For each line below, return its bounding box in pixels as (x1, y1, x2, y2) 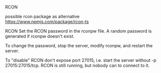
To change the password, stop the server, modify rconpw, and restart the (5, 43, 153, 48)
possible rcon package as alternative (5, 14, 80, 19)
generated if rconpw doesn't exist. (5, 34, 75, 39)
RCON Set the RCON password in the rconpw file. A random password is (5, 28, 152, 34)
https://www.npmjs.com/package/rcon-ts (5, 19, 89, 24)
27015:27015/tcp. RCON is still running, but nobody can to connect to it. (5, 63, 150, 68)
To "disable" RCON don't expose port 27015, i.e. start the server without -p (5, 57, 157, 63)
